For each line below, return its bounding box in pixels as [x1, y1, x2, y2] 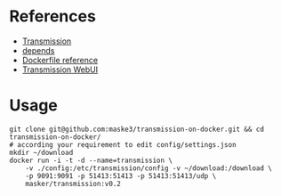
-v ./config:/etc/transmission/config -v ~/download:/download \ [25, 163, 273, 173]
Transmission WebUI [21, 64, 99, 75]
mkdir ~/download [9, 148, 74, 157]
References [9, 6, 96, 27]
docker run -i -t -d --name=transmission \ [9, 156, 173, 165]
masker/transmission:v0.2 [25, 179, 122, 188]
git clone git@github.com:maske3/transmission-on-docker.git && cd [9, 125, 265, 134]
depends [21, 45, 55, 55]
